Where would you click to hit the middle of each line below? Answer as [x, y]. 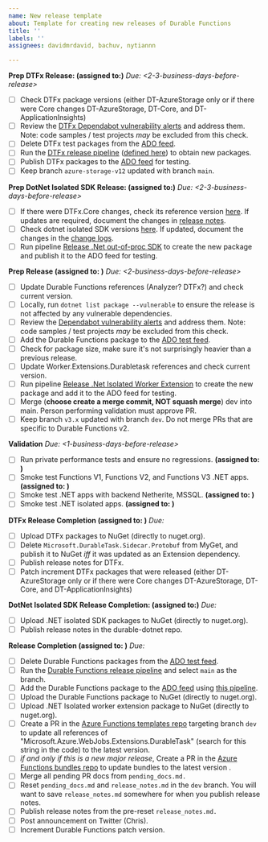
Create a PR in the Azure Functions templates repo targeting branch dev [138, 724]
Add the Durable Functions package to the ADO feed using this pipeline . [139, 688]
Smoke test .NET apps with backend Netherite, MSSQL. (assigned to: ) [137, 495]
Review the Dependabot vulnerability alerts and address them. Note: [133, 322]
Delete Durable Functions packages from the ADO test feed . [119, 661]
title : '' [25, 31]
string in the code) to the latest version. [85, 750]
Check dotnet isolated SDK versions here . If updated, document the [132, 229]
